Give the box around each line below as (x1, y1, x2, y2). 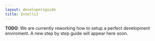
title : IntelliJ (5, 12, 38, 17)
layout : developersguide (5, 7, 56, 12)
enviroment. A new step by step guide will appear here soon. (5, 30, 128, 36)
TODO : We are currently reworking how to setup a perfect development (5, 25, 150, 31)
